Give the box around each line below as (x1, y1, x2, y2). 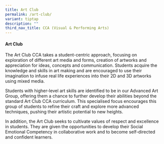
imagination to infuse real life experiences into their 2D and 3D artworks (5, 73, 152, 79)
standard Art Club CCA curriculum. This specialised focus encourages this (5, 98, 157, 104)
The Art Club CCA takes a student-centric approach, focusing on (5, 52, 137, 58)
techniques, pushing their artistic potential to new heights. (5, 109, 123, 115)
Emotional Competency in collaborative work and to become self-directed (5, 129, 156, 135)
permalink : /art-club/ (5, 12, 52, 17)
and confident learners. (5, 134, 53, 140)
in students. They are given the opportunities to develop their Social (5, 124, 143, 130)
